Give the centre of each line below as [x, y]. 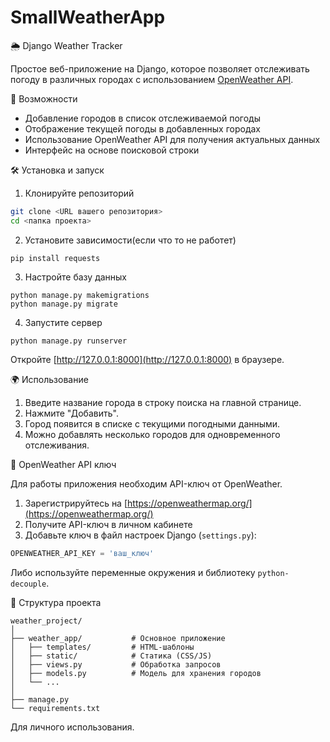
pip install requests [55, 258]
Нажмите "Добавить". [71, 413]
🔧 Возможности [44, 98]
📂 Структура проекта [56, 602]
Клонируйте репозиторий [79, 193]
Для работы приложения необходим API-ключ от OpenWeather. [146, 483]
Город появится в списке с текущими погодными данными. [152, 423]
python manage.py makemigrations [80, 295]
